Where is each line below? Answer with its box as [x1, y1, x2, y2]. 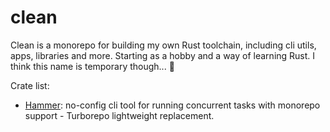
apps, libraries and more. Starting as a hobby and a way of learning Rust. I [10, 49, 316, 61]
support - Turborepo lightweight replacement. [24, 109, 215, 121]
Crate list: [10, 79, 50, 91]
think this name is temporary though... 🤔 [10, 60, 175, 72]
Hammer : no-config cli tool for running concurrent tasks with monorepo [24, 99, 321, 111]
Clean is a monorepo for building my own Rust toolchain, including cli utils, [10, 39, 317, 51]
